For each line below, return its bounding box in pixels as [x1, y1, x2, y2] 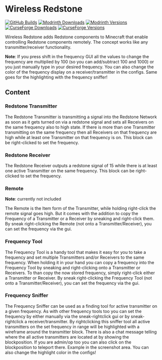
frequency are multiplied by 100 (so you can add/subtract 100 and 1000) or [5, 59, 154, 64]
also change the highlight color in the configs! [5, 349, 96, 355]
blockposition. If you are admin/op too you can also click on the [5, 339, 132, 345]
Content [5, 88, 30, 96]
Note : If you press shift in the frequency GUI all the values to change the [5, 53, 149, 59]
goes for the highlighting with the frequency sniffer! [5, 74, 108, 80]
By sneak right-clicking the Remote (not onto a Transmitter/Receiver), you [5, 221, 152, 227]
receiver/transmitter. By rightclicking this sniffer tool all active [28, 318, 150, 324]
